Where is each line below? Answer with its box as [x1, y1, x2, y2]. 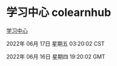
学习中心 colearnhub [6, 5, 112, 20]
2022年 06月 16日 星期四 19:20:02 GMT [6, 53, 105, 60]
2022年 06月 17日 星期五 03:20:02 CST [6, 40, 105, 47]
